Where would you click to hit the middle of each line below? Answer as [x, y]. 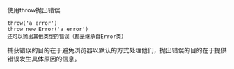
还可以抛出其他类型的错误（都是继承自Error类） [67, 37]
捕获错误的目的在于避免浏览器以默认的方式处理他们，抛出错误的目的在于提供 [117, 50]
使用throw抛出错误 [34, 10]
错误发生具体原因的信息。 [44, 59]
